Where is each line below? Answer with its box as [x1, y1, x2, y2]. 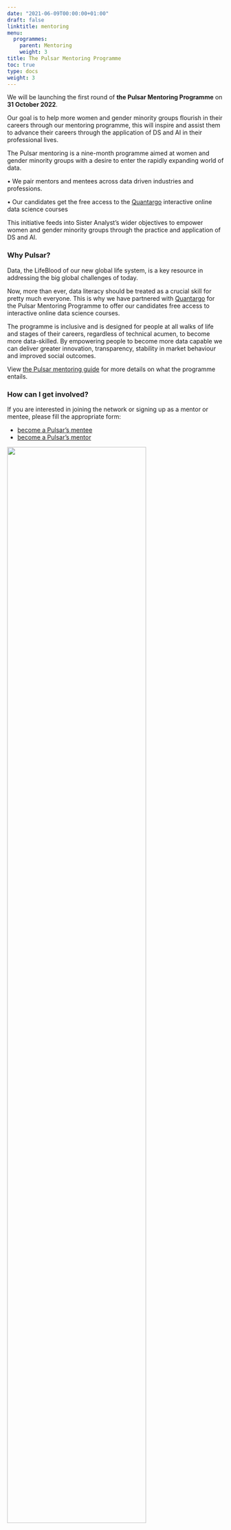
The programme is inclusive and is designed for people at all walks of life [7, 322, 214, 330]
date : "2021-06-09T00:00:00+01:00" [7, 10, 109, 17]
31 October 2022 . [7, 101, 58, 109]
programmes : [13, 36, 48, 43]
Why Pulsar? [7, 250, 51, 260]
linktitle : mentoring [7, 23, 69, 30]
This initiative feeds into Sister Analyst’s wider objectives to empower [7, 219, 203, 227]
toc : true [7, 61, 36, 68]
